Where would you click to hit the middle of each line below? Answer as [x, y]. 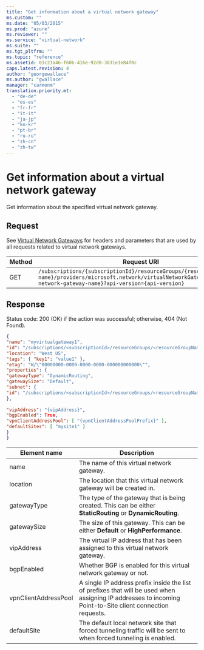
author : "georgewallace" [38, 74]
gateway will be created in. [117, 487]
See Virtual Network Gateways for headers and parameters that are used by [101, 241]
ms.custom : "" [24, 18]
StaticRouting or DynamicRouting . [129, 513]
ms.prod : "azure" [28, 29]
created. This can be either [117, 505]
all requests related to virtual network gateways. [66, 247]
